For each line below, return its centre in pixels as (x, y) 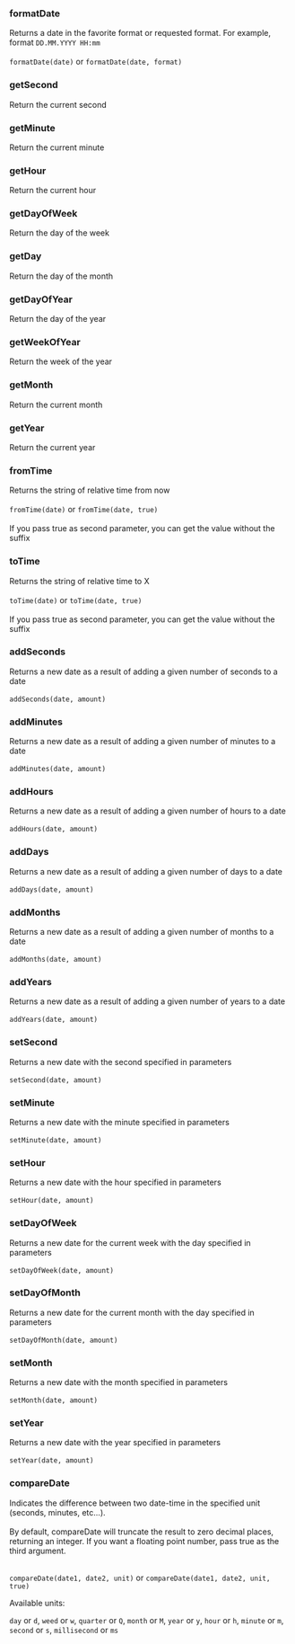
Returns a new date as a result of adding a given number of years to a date (147, 1001)
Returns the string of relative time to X (79, 581)
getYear (27, 428)
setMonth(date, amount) (54, 1400)
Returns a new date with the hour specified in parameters (115, 1182)
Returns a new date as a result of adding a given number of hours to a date (148, 811)
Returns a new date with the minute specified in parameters (120, 1122)
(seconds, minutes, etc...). (57, 1512)
